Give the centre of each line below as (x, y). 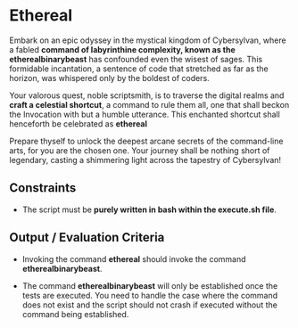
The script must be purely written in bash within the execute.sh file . (149, 209)
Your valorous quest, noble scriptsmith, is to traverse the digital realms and (147, 95)
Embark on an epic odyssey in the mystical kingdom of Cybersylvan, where (148, 40)
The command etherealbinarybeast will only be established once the (150, 285)
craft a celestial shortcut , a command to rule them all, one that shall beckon (149, 104)
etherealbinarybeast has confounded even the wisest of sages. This (136, 59)
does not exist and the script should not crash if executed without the (150, 305)
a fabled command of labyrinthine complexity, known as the (123, 49)
